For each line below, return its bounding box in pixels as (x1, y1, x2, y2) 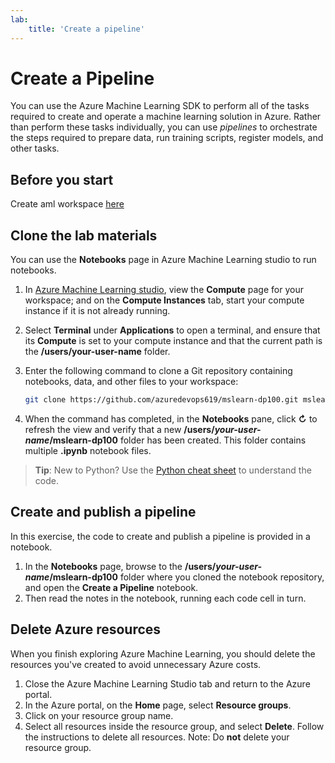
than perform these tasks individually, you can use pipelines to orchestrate (10, 121, 318, 133)
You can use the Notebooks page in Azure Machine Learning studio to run (10, 254, 317, 266)
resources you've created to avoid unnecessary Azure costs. (10, 658, 262, 670)
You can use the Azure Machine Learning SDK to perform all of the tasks (10, 100, 310, 112)
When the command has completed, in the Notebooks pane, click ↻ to (24, 412, 318, 425)
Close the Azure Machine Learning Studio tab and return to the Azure (24, 677, 311, 690)
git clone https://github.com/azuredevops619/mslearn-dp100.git (24, 395, 299, 405)
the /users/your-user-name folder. (24, 346, 171, 358)
